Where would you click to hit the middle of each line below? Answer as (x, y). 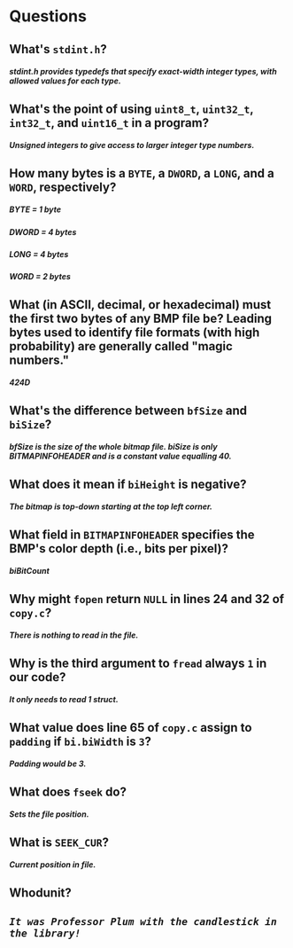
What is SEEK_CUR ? (59, 842)
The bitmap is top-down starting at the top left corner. (111, 506)
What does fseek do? (68, 791)
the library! (45, 933)
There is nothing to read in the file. (74, 635)
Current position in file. (53, 865)
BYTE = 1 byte (35, 209)
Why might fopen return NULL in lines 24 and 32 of (147, 599)
